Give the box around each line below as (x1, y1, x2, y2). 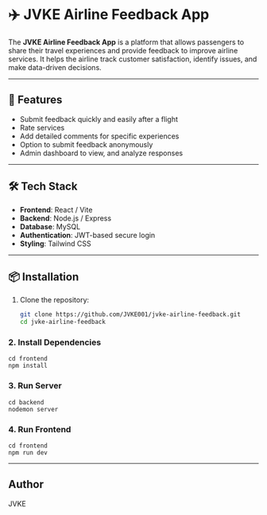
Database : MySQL (19, 221, 81, 231)
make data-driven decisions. (8, 62, 102, 72)
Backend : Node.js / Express (19, 213, 112, 223)
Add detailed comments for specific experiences (19, 131, 180, 141)
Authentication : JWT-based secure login (19, 230, 156, 240)
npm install (8, 362, 48, 370)
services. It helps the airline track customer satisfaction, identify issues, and (8, 54, 257, 64)
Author (8, 478, 44, 491)
